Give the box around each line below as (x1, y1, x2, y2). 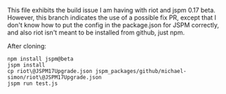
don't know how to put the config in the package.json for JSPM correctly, (7, 21, 220, 29)
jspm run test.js (7, 80, 58, 87)
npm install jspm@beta (7, 55, 74, 62)
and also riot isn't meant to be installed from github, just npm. (7, 28, 185, 36)
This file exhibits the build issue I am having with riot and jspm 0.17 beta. (7, 6, 216, 14)
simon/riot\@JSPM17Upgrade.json (7, 74, 102, 81)
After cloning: (7, 42, 47, 50)
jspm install (7, 62, 46, 69)
